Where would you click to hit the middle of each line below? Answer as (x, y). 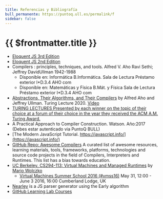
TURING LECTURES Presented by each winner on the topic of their (79, 109)
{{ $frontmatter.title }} (51, 43)
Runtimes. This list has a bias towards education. (61, 160)
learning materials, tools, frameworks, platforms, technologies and (79, 150)
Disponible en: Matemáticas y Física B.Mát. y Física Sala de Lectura (87, 88)
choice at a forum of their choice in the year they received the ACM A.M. (85, 113)
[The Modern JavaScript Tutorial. (45, 134)
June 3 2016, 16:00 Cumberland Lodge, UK (63, 181)
